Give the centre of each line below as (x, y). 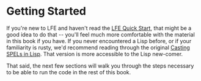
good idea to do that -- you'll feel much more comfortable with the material (101, 34)
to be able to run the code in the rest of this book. (69, 72)
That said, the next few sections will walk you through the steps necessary (100, 66)
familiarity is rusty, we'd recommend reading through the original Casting (98, 48)
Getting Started (46, 11)
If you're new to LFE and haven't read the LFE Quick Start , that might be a (99, 28)
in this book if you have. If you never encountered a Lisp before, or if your (99, 41)
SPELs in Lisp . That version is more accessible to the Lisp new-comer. (95, 54)
